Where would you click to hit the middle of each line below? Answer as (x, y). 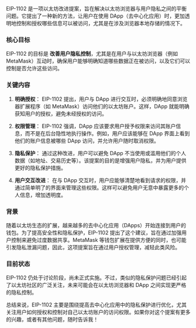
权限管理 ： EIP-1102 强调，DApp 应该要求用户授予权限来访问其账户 (95, 126)
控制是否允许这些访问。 (34, 69)
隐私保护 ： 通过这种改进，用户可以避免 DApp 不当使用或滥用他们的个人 (100, 153)
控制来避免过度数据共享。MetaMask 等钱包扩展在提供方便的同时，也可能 (99, 240)
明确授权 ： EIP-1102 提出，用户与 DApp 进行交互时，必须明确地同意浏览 (101, 99)
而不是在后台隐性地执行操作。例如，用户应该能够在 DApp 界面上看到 (107, 133)
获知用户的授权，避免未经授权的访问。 (61, 114)
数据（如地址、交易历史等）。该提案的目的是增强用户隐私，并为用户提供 (100, 160)
